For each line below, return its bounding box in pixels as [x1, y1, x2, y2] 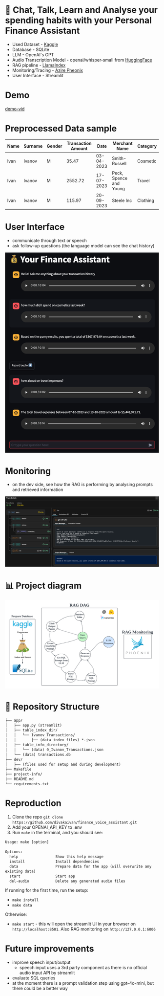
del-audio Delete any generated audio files [9, 879, 125, 884]
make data [12, 903, 33, 907]
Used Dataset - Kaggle [12, 41, 59, 47]
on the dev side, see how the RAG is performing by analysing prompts [12, 482, 153, 487]
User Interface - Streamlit [12, 72, 63, 78]
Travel [137, 178, 150, 184]
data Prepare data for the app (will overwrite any [9, 864, 152, 869]
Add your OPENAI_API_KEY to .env [12, 824, 82, 830]
